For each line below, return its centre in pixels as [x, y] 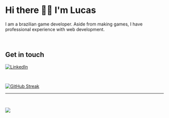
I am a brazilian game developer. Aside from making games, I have [74, 24]
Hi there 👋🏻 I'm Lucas [51, 10]
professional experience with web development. [55, 29]
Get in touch [25, 55]
